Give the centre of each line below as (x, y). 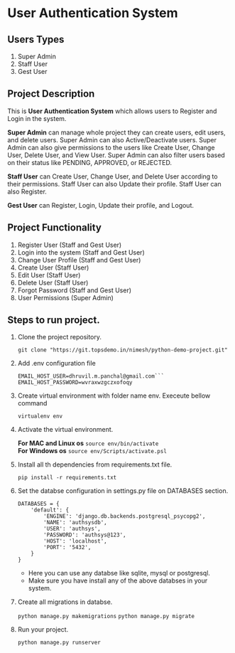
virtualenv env (40, 416)
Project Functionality (54, 228)
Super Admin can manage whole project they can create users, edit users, (116, 132)
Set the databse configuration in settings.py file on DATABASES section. (123, 491)
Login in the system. (37, 118)
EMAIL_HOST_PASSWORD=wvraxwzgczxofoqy (75, 383)
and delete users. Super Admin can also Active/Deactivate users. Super (112, 139)
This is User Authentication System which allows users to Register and (112, 111)
